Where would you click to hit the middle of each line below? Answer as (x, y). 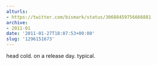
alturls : (17, 12)
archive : (17, 22)
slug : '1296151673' (31, 39)
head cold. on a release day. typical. (51, 56)
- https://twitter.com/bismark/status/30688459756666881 (79, 17)
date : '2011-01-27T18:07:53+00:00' (51, 34)
